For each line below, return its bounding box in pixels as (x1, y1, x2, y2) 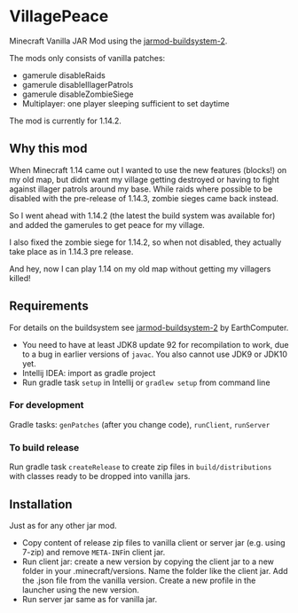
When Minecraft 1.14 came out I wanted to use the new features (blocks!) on (9, 164, 287, 175)
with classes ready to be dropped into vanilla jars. (9, 471, 191, 482)
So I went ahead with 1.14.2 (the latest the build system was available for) (9, 210, 276, 221)
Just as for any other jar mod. (9, 520, 117, 530)
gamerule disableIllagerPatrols (21, 79, 134, 90)
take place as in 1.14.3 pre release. (9, 246, 134, 256)
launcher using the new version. (21, 584, 140, 595)
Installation (9, 497, 73, 512)
